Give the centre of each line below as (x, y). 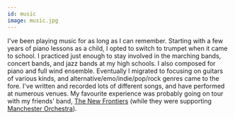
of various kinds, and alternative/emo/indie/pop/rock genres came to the (113, 78)
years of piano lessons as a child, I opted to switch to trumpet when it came (117, 48)
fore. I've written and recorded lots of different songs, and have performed (116, 86)
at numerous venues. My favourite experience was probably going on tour (115, 93)
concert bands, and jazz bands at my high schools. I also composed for (111, 63)
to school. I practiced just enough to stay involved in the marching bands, (114, 56)
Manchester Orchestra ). (42, 108)
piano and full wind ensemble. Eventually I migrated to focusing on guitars (115, 71)
